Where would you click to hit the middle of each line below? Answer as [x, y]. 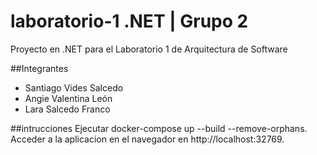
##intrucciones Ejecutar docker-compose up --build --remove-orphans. [159, 128]
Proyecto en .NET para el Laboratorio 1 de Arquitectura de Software [149, 49]
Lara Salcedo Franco [67, 109]
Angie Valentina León [68, 98]
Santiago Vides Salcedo [74, 87]
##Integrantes [39, 68]
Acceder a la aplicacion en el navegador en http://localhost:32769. [147, 139]
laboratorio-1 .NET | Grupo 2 [129, 21]
